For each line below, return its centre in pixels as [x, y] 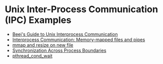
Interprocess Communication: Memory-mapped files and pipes [79, 40]
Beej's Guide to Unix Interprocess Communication [65, 34]
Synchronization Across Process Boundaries [59, 50]
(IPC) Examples [38, 20]
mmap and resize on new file [43, 45]
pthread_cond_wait [32, 56]
